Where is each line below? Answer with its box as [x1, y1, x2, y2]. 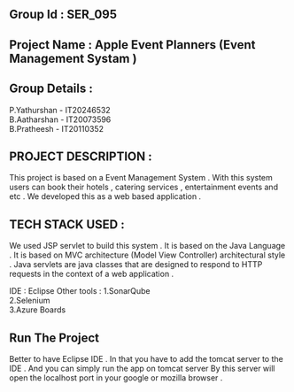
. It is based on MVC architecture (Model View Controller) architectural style [9, 250, 286, 260]
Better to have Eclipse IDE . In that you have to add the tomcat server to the [9, 354, 283, 365]
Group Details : [9, 81, 93, 96]
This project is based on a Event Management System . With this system [9, 173, 273, 183]
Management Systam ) [9, 50, 137, 65]
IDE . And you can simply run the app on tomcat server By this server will [9, 363, 275, 374]
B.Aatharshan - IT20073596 [9, 114, 112, 125]
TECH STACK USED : [9, 217, 126, 232]
